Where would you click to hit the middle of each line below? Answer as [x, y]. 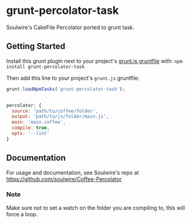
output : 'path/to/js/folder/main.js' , [61, 117]
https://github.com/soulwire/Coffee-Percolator [64, 179]
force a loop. [22, 214]
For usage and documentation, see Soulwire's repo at [73, 173]
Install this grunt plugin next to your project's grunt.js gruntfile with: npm [94, 61]
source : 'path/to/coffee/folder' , [55, 111]
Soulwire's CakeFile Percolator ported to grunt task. [70, 27]
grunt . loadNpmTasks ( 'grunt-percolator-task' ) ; [66, 89]
